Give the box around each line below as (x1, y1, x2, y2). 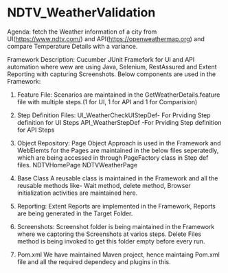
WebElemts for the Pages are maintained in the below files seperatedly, (16, 146, 219, 154)
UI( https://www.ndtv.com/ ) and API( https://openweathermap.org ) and (7, 34, 205, 43)
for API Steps (16, 126, 55, 134)
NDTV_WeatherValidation (7, 5, 156, 21)
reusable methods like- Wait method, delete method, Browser (16, 181, 191, 189)
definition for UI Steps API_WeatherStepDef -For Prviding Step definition (16, 118, 222, 126)
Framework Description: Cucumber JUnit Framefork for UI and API (7, 55, 195, 63)
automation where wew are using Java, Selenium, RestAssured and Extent (7, 62, 218, 71)
